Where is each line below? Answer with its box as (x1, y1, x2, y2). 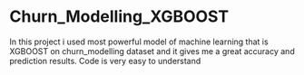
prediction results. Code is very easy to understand (9, 55, 201, 66)
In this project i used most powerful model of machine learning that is (9, 36, 270, 47)
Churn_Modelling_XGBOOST (9, 6, 230, 27)
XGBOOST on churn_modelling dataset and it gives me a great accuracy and (9, 45, 295, 56)
